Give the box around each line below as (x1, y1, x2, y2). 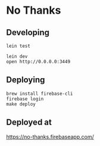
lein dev (6, 54, 28, 60)
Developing (6, 27, 49, 38)
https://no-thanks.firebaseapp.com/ (6, 133, 94, 140)
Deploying (6, 75, 45, 85)
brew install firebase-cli (6, 91, 73, 97)
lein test (6, 43, 31, 49)
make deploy (6, 101, 36, 107)
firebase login (6, 96, 44, 102)
